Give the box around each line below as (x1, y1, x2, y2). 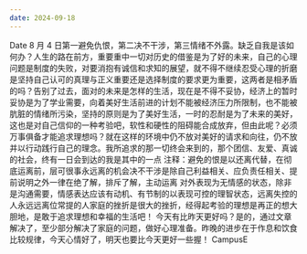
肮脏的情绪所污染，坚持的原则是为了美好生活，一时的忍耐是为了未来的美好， (9, 108, 298, 119)
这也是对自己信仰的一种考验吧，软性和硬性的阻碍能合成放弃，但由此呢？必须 (9, 120, 298, 131)
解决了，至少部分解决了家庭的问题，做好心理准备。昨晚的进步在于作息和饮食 (9, 222, 298, 233)
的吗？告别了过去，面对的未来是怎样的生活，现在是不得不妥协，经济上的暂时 (9, 85, 298, 96)
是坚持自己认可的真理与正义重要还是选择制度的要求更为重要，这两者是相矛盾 (9, 74, 298, 85)
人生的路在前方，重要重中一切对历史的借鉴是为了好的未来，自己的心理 (33, 51, 298, 62)
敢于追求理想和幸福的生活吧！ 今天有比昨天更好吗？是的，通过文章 (40, 211, 292, 222)
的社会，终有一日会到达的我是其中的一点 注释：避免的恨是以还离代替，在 (9, 153, 284, 164)
